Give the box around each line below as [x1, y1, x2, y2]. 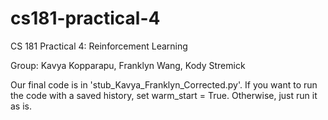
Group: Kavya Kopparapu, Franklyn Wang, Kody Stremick [10, 59, 246, 71]
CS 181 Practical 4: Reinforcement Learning [10, 40, 188, 52]
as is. [10, 100, 33, 112]
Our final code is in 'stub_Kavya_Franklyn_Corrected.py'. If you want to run [10, 78, 318, 91]
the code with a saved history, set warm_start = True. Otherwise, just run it [10, 89, 318, 101]
